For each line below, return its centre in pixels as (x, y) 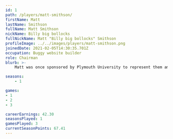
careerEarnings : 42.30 (30, 114)
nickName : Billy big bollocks (38, 34)
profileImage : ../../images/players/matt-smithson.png (65, 44)
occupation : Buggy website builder (44, 53)
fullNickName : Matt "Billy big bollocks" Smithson (61, 39)
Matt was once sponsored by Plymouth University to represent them (88, 67)
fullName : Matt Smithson (32, 29)
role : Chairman (22, 58)
